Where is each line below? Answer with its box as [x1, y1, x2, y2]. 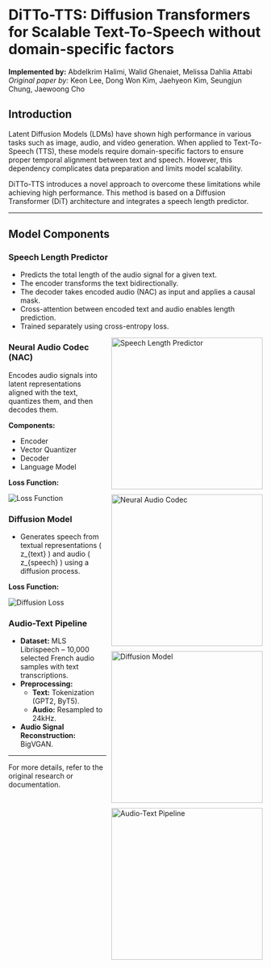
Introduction [8, 108, 73, 121]
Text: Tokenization [31, 688, 94, 698]
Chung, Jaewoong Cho [8, 83, 85, 94]
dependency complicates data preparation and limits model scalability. [8, 163, 244, 173]
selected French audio [19, 653, 95, 663]
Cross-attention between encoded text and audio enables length [19, 304, 236, 314]
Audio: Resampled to [31, 705, 103, 715]
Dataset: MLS [19, 636, 67, 646]
